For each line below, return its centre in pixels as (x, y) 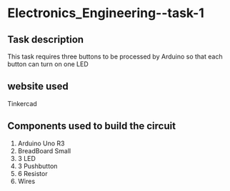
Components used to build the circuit (92, 126)
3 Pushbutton (37, 166)
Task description (46, 40)
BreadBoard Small (44, 150)
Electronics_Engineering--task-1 (106, 13)
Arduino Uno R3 (41, 143)
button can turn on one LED (48, 64)
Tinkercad (22, 103)
